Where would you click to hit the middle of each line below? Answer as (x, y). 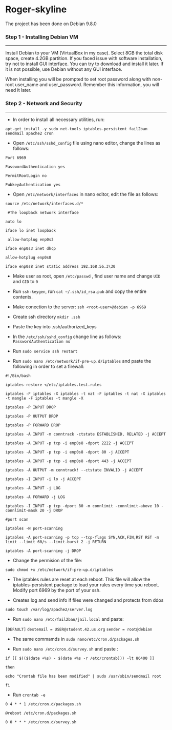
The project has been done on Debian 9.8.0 (51, 24)
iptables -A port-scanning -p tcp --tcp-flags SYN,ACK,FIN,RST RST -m (82, 537)
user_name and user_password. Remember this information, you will (87, 85)
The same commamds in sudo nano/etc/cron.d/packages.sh (76, 639)
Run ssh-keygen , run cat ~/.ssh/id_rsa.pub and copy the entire (80, 291)
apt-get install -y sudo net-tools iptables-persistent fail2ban (76, 129)
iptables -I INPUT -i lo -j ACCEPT (43, 479)
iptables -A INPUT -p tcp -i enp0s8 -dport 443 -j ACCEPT (68, 461)
